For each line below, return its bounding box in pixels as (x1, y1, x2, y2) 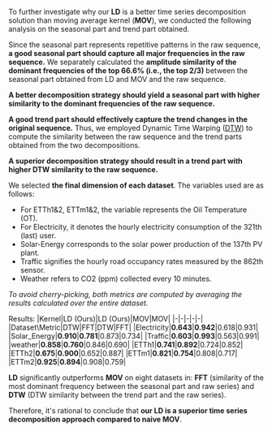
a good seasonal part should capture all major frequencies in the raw (8, 49, 245, 58)
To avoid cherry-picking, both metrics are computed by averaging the (8, 290, 243, 299)
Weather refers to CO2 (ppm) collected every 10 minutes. (19, 274, 212, 283)
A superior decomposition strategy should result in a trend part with (8, 156, 244, 166)
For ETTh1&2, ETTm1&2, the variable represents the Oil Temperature (19, 205, 248, 214)
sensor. (19, 266, 45, 274)
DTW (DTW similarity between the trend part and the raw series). (8, 390, 227, 400)
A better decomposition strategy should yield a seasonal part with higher (8, 90, 261, 100)
